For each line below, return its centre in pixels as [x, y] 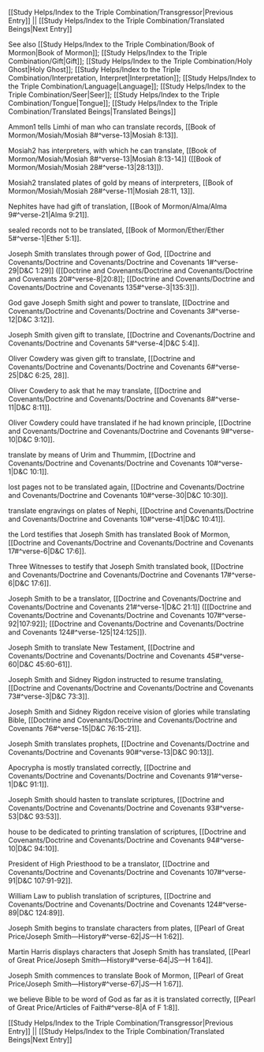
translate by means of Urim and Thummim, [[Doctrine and [102, 455]
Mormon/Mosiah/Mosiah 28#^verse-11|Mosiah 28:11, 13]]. [102, 191]
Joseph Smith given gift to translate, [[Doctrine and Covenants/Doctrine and [132, 335]
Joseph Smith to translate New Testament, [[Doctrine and [102, 647]
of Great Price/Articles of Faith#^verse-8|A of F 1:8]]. [94, 1007]
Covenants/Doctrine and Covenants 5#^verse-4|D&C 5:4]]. [104, 343]
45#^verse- [225, 656]
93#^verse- [225, 808]
